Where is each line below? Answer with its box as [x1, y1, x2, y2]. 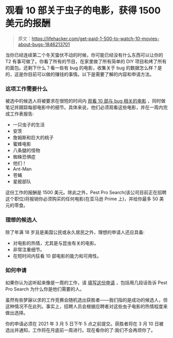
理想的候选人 [5, 216, 38, 223]
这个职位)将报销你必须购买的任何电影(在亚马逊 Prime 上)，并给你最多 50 [5, 196, 159, 202]
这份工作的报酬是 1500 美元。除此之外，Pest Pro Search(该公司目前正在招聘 [5, 190, 167, 196]
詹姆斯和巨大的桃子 [12, 135, 54, 141]
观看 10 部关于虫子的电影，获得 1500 [5, 5, 161, 16]
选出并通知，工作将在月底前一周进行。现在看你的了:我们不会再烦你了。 [5, 327, 156, 333]
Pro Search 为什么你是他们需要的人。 [5, 286, 84, 292]
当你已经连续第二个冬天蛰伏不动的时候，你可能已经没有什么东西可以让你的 [5, 52, 163, 58]
